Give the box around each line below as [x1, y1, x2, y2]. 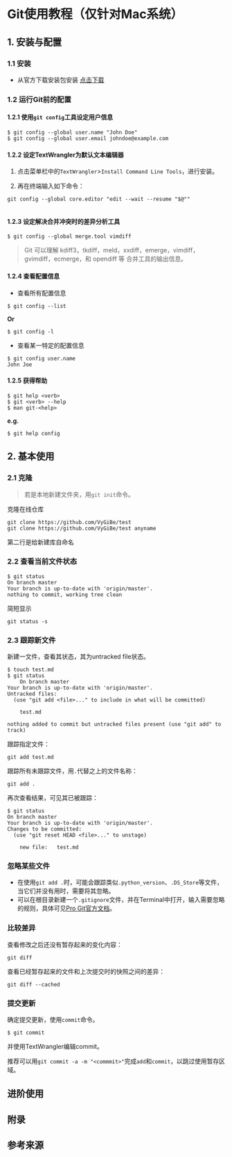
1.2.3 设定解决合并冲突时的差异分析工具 [7, 217, 121, 225]
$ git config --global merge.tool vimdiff [7, 233, 132, 240]
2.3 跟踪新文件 [7, 635, 56, 645]
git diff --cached [7, 981, 60, 988]
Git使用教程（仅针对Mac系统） [7, 6, 184, 22]
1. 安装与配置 [7, 36, 62, 48]
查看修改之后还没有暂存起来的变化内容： [7, 940, 123, 948]
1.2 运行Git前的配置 [7, 94, 71, 104]
